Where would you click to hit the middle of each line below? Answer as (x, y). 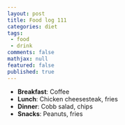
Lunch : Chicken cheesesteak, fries (68, 99)
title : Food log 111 (37, 20)
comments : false (31, 53)
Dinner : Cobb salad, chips (55, 106)
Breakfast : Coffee (43, 92)
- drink (21, 46)
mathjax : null (28, 59)
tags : (15, 33)
